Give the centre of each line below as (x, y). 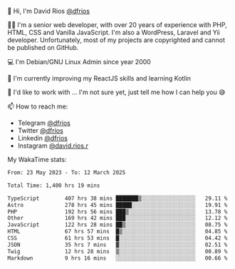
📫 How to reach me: (38, 106)
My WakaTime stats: (37, 159)
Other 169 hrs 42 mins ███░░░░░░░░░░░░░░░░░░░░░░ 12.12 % (117, 218)
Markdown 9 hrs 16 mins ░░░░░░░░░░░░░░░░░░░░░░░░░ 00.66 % (117, 258)
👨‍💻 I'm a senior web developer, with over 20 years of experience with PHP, (117, 25)
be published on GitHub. (43, 47)
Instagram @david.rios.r (53, 146)
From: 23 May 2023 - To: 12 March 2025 (67, 173)
